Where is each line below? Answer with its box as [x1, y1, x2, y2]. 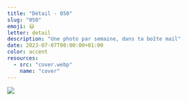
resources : [7, 55, 39, 62]
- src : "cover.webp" [13, 61, 73, 68]
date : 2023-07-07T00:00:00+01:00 [7, 42, 104, 49]
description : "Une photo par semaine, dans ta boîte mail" [7, 36, 181, 43]
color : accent [7, 49, 48, 56]
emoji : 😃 [7, 23, 35, 30]
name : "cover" [19, 67, 60, 74]
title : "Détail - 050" [7, 10, 73, 17]
